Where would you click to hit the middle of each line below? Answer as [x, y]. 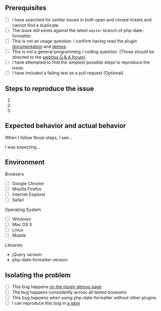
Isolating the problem [38, 275]
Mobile [19, 236]
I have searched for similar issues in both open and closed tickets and [82, 19]
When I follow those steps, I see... [39, 138]
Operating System [23, 209]
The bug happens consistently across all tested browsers [69, 292]
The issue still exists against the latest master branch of [67, 30]
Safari [18, 200]
